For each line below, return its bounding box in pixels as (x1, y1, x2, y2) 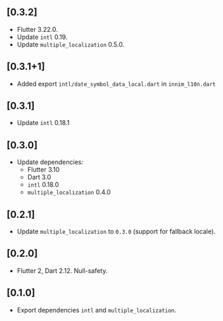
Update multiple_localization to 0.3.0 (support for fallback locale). (16, 227, 216, 236)
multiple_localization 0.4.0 (27, 188, 111, 197)
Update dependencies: (16, 158, 84, 166)
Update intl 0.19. (16, 33, 68, 41)
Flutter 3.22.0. (16, 25, 58, 33)
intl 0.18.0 (27, 180, 59, 189)
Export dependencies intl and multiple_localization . (16, 305, 177, 314)
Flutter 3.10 (27, 165, 60, 174)
